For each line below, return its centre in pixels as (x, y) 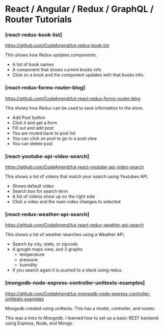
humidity (28, 265)
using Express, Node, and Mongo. (40, 323)
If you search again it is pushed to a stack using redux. (68, 270)
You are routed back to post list (44, 133)
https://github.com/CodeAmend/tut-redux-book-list (57, 46)
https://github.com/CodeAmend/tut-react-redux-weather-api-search (74, 225)
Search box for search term (40, 191)
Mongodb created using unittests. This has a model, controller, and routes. (81, 308)
